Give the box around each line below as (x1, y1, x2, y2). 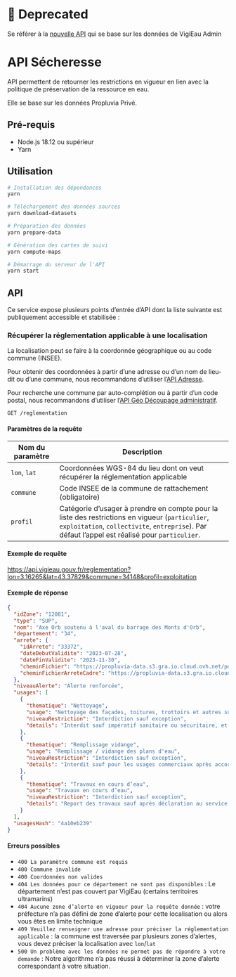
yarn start (7, 267, 39, 275)
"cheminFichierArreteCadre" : (20, 669, 105, 677)
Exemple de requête (7, 550, 67, 558)
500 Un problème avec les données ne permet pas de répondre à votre (17, 948, 226, 955)
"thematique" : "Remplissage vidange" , (25, 742, 140, 749)
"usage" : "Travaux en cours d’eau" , (25, 787, 133, 794)
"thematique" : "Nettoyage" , (25, 702, 109, 709)
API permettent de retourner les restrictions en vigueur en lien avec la (7, 77, 209, 86)
